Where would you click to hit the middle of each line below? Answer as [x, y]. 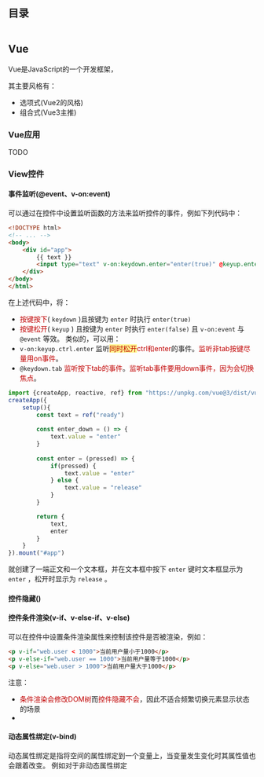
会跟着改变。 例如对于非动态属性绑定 [68, 765]
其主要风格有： [32, 86]
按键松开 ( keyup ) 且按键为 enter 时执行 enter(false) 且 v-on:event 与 [132, 328]
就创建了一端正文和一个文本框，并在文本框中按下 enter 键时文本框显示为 [126, 569]
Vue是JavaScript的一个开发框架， [63, 69]
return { [51, 516]
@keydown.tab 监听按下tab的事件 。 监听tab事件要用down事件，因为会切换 [137, 368]
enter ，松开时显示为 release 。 [60, 579]
